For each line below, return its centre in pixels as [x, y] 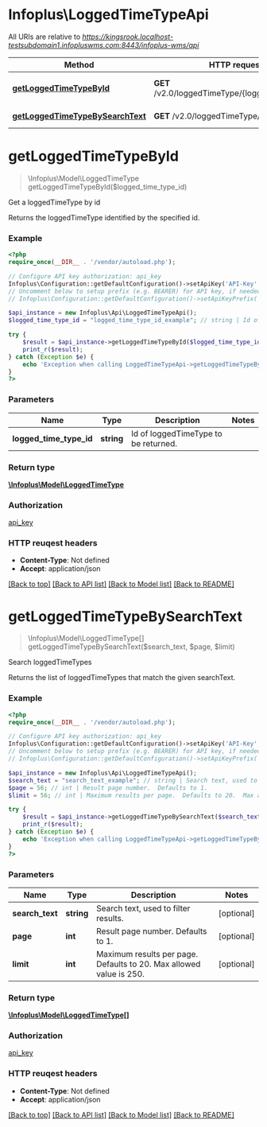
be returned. [154, 443]
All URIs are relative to [44, 37]
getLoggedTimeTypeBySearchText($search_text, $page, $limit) [132, 647]
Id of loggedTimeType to [176, 433]
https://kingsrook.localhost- [128, 37]
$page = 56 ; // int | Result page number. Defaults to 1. [108, 788]
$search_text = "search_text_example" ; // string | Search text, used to [133, 780]
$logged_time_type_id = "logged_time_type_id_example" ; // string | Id [129, 321]
